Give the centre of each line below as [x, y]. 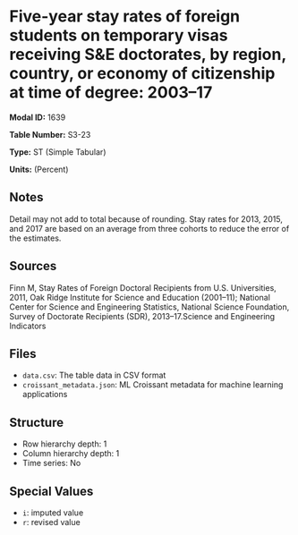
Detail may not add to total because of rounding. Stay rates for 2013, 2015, [146, 219]
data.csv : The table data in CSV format [94, 375]
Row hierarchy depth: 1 [64, 444]
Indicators [28, 326]
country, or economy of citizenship [142, 74]
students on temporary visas [119, 35]
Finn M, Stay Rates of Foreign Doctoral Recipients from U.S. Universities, [143, 287]
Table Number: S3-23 [50, 134]
